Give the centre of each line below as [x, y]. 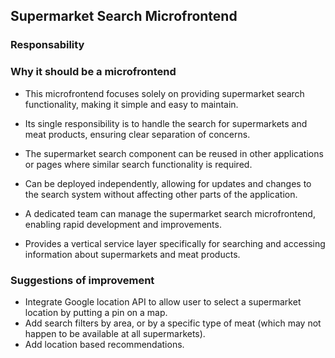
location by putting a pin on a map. [96, 312]
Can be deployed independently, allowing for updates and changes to [168, 183]
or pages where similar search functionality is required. [138, 164]
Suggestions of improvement [82, 280]
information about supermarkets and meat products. [132, 254]
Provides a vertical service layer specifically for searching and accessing [175, 243]
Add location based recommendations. [104, 344]
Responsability [47, 45]
